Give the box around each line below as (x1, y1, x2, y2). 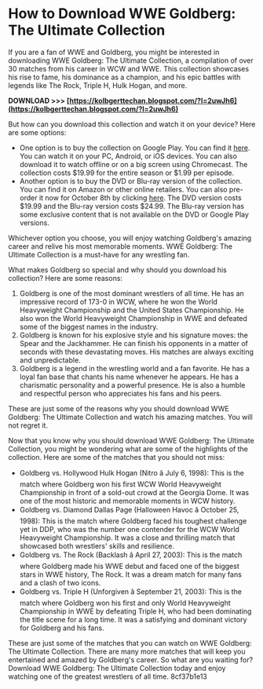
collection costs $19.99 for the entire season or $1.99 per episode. (19, 168, 235, 177)
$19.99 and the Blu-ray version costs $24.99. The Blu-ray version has (19, 201, 245, 210)
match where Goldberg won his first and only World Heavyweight (19, 598, 232, 607)
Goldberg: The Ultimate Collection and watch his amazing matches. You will (8, 412, 253, 421)
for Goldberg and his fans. (19, 623, 104, 632)
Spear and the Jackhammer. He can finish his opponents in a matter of (19, 338, 249, 348)
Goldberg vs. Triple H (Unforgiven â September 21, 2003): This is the (19, 586, 242, 596)
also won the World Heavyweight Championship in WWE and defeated (19, 313, 247, 323)
